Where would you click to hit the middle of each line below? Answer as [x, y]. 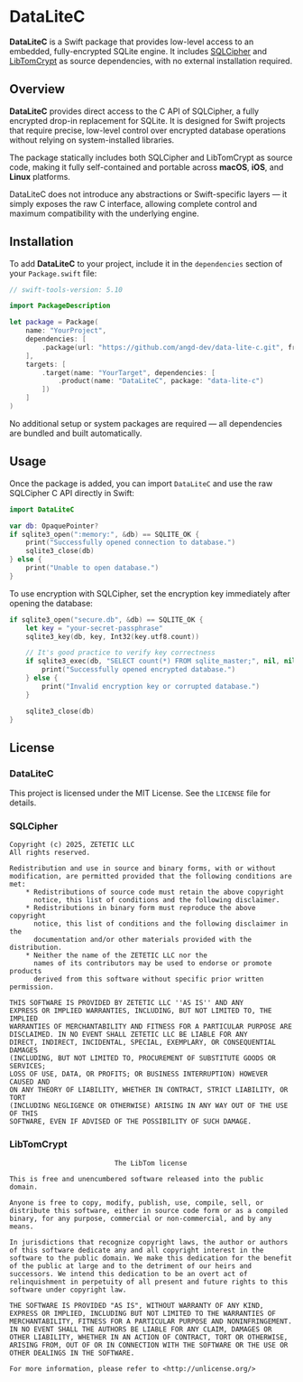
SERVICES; [28, 1067]
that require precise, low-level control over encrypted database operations [148, 130]
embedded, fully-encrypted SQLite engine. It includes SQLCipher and [138, 51]
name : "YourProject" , [66, 331]
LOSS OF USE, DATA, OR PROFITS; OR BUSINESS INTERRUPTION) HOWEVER [139, 1074]
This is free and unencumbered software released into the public [137, 1179]
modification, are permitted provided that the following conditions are [151, 877]
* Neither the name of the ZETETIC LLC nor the [116, 955]
